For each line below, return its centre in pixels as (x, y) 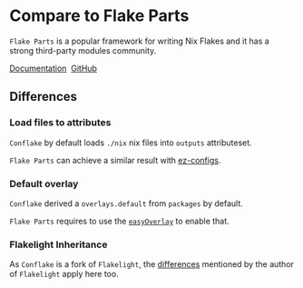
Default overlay (44, 184)
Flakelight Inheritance (59, 244)
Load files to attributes (60, 123)
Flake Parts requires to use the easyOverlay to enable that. (119, 221)
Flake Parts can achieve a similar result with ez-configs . (115, 160)
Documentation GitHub (54, 68)
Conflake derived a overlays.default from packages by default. (126, 203)
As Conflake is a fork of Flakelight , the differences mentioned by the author (152, 264)
